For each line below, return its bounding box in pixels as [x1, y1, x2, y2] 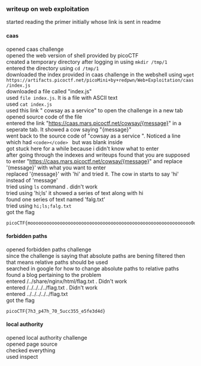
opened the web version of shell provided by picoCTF [6, 51, 139, 59]
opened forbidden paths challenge [6, 246, 92, 253]
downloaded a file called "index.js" [6, 87, 92, 94]
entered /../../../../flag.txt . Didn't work [6, 283, 98, 291]
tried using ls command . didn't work [6, 183, 98, 190]
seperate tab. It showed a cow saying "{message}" [6, 126, 132, 133]
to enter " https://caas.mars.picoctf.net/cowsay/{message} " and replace [6, 157, 182, 164]
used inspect [6, 353, 38, 360]
